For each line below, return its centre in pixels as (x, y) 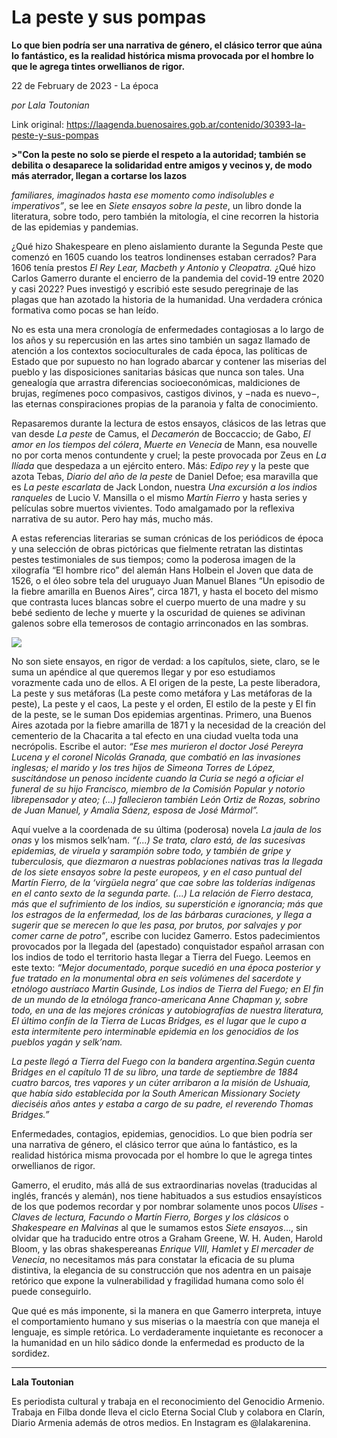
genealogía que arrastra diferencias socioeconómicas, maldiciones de (156, 382)
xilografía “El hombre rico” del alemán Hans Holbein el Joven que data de (162, 570)
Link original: (37, 124)
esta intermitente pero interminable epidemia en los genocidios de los (155, 1031)
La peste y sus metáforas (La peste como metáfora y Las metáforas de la (162, 693)
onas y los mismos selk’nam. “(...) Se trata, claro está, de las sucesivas (158, 840)
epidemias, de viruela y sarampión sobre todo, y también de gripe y (151, 850)
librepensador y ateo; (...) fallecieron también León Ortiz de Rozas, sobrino (166, 799)
